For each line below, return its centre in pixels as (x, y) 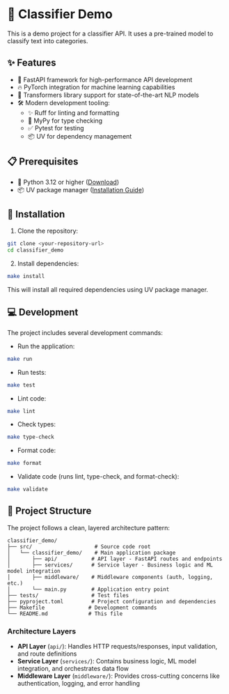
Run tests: (32, 372)
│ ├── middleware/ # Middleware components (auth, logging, (110, 577)
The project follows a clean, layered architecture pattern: (89, 527)
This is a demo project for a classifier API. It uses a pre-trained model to (110, 33)
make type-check (31, 437)
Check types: (36, 424)
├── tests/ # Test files (68, 595)
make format (24, 463)
